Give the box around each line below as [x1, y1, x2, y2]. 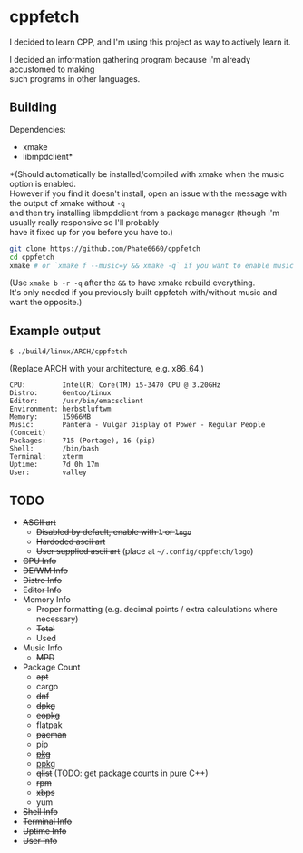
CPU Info [22, 556, 57, 566]
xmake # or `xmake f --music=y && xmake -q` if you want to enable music [9, 261, 295, 270]
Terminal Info [22, 816, 73, 827]
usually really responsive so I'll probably [9, 216, 160, 228]
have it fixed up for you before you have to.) [9, 226, 174, 237]
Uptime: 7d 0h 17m [9, 461, 100, 470]
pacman [35, 729, 67, 739]
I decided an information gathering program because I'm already [9, 54, 251, 64]
